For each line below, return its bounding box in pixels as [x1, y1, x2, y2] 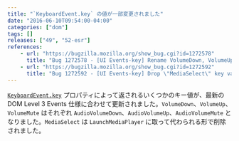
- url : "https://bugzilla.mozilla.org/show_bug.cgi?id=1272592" [20, 63, 215, 70]
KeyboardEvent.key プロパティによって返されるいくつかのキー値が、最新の [7, 90, 225, 99]
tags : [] [7, 30, 33, 38]
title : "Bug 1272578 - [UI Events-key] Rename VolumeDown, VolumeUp [26, 57, 234, 64]
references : [7, 43, 43, 51]
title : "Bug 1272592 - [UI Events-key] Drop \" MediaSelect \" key [26, 70, 224, 77]
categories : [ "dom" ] [7, 23, 69, 31]
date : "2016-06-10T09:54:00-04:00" [7, 17, 113, 24]
